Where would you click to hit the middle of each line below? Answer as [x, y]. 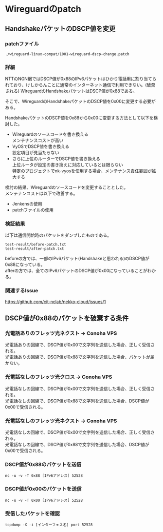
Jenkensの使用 [27, 204]
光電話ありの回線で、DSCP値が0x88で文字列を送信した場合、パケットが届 [80, 357]
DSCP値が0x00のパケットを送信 [43, 489]
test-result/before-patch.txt [36, 245]
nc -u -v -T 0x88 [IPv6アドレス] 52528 [44, 476]
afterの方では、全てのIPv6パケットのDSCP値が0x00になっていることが [76, 271]
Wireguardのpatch [43, 9]
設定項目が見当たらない [36, 153]
